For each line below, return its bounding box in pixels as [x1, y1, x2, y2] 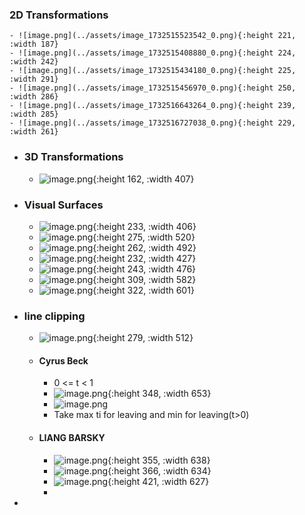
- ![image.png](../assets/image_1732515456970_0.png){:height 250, [9, 83, 297, 93]
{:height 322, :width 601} [92, 284, 195, 296]
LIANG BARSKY [38, 431, 106, 443]
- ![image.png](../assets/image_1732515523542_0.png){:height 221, [9, 31, 297, 41]
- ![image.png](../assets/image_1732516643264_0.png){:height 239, [9, 101, 297, 111]
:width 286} [9, 92, 59, 102]
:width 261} [9, 127, 59, 137]
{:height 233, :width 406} [92, 220, 197, 232]
